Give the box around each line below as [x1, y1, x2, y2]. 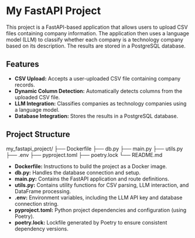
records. [14, 81, 35, 88]
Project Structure [6, 129, 70, 139]
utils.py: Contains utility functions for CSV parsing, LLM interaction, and [14, 181, 189, 189]
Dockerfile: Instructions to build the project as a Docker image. [14, 163, 167, 170]
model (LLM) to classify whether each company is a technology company [6, 36, 183, 43]
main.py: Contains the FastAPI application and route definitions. [14, 175, 170, 182]
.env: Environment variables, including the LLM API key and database [14, 194, 183, 201]
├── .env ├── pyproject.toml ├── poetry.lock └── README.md [6, 151, 163, 158]
